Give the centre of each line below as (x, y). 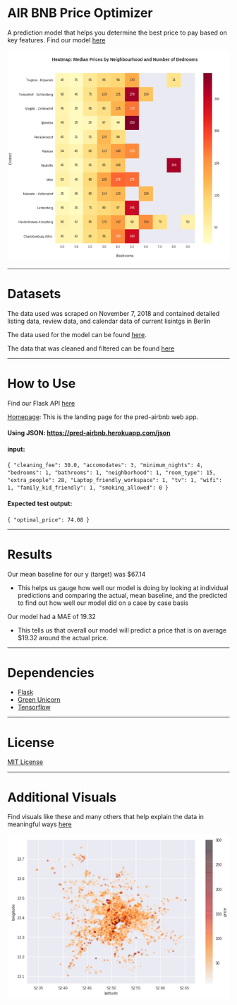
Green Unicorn (39, 700)
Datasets (34, 294)
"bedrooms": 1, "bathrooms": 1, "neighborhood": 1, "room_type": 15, (112, 473)
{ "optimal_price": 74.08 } (49, 520)
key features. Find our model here (56, 40)
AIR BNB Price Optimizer (80, 13)
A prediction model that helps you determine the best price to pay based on (117, 33)
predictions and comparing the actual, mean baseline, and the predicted (122, 595)
